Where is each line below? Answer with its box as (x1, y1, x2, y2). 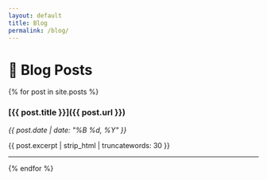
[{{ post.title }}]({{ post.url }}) (8, 107, 126, 118)
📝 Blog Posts (8, 61, 93, 79)
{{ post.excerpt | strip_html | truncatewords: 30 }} (8, 140, 171, 150)
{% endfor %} (8, 163, 54, 173)
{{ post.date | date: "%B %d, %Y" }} (8, 125, 127, 135)
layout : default (8, 11, 62, 20)
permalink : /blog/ (8, 26, 69, 34)
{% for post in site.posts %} (8, 87, 99, 96)
